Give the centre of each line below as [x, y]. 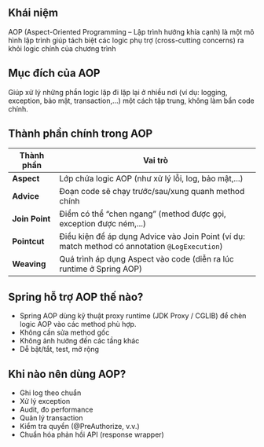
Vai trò [156, 160]
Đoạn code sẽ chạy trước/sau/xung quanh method [152, 192]
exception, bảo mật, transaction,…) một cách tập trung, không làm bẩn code [132, 101]
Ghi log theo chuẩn [50, 393]
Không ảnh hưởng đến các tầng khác [79, 341]
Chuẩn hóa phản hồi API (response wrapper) [92, 434]
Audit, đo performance [56, 410]
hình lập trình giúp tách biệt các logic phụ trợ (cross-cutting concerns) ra [126, 40]
